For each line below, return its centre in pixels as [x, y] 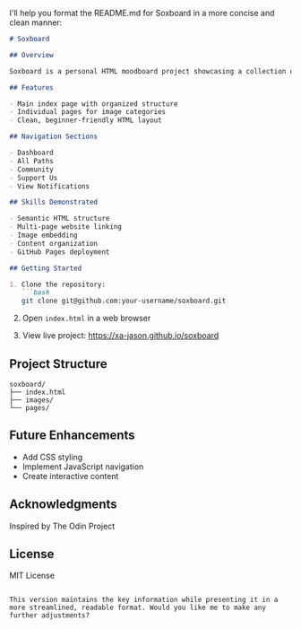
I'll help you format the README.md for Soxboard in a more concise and [142, 13]
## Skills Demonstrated [54, 202]
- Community [31, 170]
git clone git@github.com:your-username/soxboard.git [124, 301]
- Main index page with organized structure [94, 104]
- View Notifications [50, 186]
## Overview [31, 55]
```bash [35, 293]
